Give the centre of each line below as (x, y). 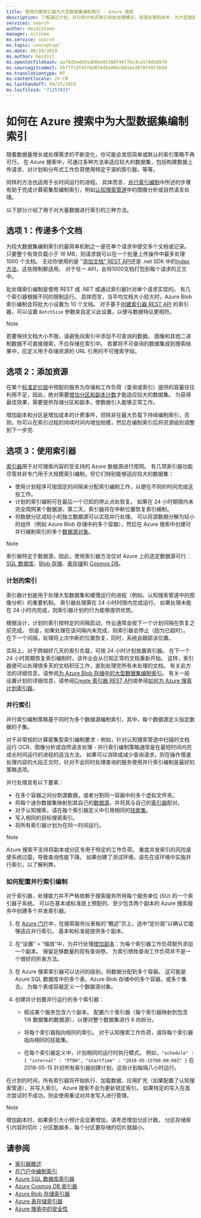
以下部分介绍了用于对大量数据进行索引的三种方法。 (69, 210)
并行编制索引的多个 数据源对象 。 (54, 532)
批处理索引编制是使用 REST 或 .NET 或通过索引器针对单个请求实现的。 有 (96, 289)
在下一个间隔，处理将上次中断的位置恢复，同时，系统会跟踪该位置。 (90, 638)
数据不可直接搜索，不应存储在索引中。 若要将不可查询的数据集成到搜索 (98, 344)
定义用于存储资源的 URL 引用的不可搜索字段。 (83, 351)
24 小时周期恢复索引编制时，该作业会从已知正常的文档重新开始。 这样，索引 (100, 658)
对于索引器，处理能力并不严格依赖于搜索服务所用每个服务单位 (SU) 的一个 (97, 896)
